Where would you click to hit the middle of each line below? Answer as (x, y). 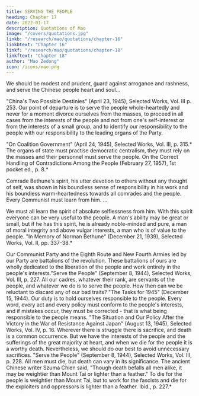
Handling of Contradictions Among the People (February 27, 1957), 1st (91, 163)
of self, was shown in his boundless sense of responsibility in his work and (97, 187)
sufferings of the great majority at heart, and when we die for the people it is (99, 343)
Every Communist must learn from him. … (57, 200)
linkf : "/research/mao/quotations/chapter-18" (65, 50)
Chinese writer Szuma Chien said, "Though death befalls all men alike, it (94, 368)
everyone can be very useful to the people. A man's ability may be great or (97, 218)
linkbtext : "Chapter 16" (37, 45)
